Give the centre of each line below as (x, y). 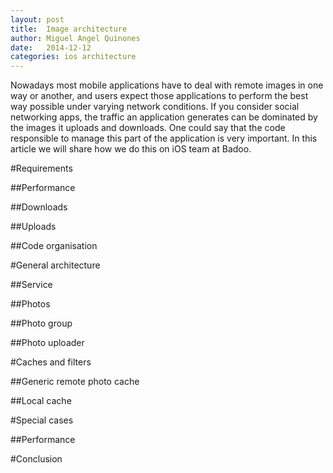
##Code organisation (54, 246)
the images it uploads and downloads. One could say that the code (148, 128)
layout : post (37, 19)
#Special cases (42, 420)
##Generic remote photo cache (75, 382)
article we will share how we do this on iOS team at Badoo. (131, 149)
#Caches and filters (51, 362)
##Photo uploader (47, 343)
